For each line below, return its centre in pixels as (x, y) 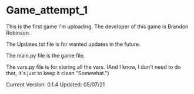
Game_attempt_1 (47, 10)
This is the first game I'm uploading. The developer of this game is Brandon (97, 26)
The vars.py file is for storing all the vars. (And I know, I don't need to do (93, 67)
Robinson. (18, 32)
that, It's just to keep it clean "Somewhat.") (58, 73)
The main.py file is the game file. (46, 55)
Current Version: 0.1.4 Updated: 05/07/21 (56, 84)
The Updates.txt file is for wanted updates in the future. (73, 44)
